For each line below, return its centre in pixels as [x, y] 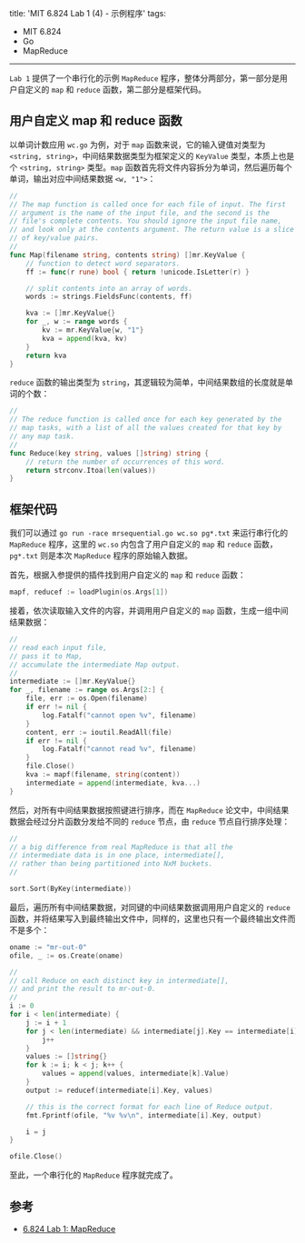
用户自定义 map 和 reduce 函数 [96, 121]
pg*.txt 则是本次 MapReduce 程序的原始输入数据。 [101, 556]
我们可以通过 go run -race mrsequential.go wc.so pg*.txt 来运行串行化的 [149, 533]
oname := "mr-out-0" [49, 947]
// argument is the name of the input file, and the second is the [140, 213]
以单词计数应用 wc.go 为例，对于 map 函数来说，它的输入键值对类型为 [138, 145]
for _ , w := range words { [77, 322]
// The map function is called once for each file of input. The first [148, 204]
